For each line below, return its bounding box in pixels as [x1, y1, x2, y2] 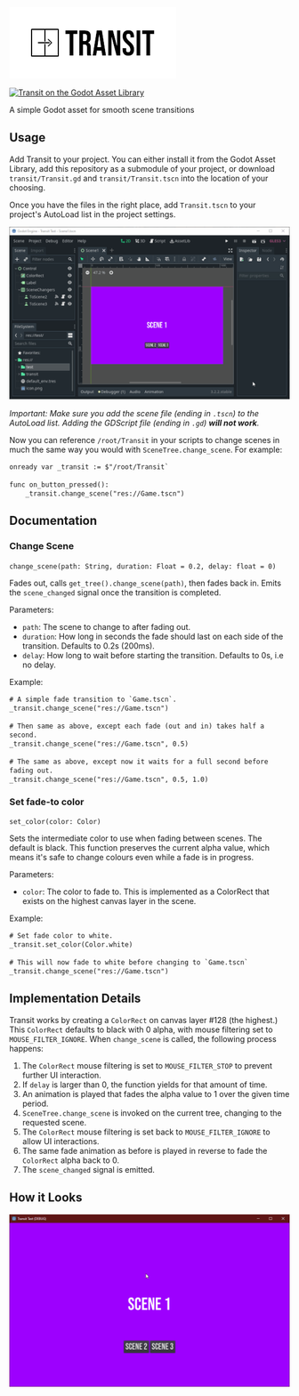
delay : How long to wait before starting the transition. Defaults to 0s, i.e [21, 650, 284, 660]
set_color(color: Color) [9, 817, 101, 826]
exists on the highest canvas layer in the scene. [21, 895, 197, 906]
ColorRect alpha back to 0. [21, 1155, 120, 1166]
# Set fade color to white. [9, 931, 114, 940]
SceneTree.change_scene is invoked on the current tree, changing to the [21, 1107, 282, 1118]
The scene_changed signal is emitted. [21, 1164, 156, 1174]
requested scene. [21, 1117, 87, 1127]
